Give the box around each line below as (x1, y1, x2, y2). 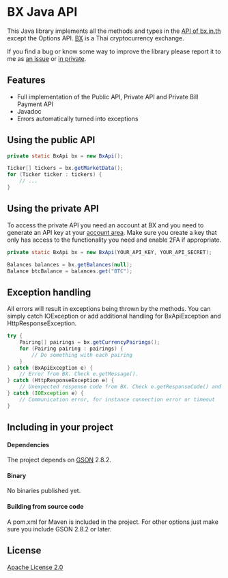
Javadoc (16, 107, 42, 115)
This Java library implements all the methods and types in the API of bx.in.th (7, 27, 221, 35)
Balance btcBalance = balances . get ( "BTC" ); (7, 268, 133, 275)
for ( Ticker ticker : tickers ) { (7, 171, 102, 178)
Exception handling (7, 286, 91, 298)
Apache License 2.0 (7, 563, 63, 571)
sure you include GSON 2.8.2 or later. (7, 525, 112, 533)
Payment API (16, 100, 53, 108)
